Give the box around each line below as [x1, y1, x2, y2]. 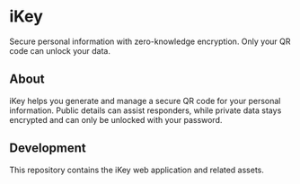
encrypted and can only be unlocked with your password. [9, 114, 223, 125]
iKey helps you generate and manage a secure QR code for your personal [9, 95, 281, 106]
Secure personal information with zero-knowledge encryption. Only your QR [9, 36, 291, 47]
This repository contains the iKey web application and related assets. [9, 164, 265, 175]
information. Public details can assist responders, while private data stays [9, 105, 282, 116]
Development [9, 141, 87, 156]
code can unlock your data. [9, 45, 110, 56]
